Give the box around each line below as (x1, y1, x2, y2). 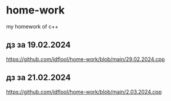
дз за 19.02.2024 (6, 40, 71, 50)
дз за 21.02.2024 (6, 73, 71, 83)
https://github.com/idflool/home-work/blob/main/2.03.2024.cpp (6, 88, 162, 95)
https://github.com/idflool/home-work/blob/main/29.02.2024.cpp (6, 55, 165, 62)
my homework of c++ (6, 23, 59, 30)
